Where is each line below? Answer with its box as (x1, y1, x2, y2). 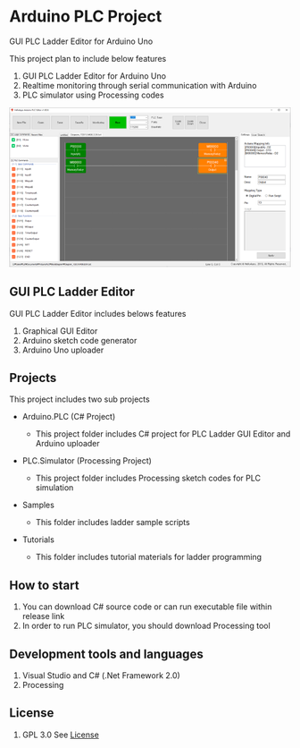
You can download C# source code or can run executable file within (21, 601, 272, 612)
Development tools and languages (9, 646, 204, 661)
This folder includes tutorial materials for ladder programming (35, 552, 262, 563)
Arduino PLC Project (9, 6, 162, 27)
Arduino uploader (35, 438, 100, 449)
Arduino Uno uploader (21, 344, 104, 355)
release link (21, 611, 65, 622)
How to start (9, 577, 79, 592)
